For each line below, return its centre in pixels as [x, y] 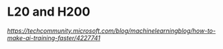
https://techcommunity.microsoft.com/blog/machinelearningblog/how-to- [111, 31]
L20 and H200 [49, 12]
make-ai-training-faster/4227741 [54, 37]
